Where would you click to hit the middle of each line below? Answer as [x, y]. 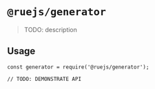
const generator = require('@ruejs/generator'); [78, 67]
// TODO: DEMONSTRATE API [44, 79]
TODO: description [51, 29]
